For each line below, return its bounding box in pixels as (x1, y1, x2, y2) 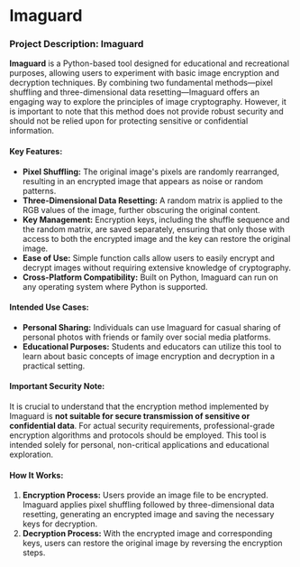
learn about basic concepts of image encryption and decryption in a (22, 350, 276, 361)
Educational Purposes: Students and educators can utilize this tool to (22, 340, 282, 352)
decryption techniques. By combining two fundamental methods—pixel (9, 78, 273, 88)
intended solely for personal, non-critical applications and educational (9, 440, 269, 451)
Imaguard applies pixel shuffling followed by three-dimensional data (22, 499, 275, 510)
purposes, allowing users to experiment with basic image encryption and (9, 68, 279, 79)
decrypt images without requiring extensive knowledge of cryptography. (22, 262, 291, 273)
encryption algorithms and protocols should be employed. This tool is (9, 430, 268, 441)
